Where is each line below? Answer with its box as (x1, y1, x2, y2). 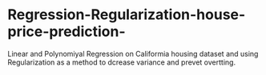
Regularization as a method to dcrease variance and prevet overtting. (7, 57, 236, 67)
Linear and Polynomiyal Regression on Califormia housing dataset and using (7, 49, 259, 58)
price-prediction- (7, 22, 126, 41)
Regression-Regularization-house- (7, 6, 246, 24)
